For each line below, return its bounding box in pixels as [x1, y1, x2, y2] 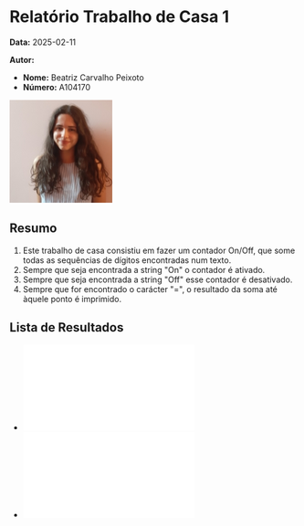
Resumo [9, 221, 58, 237]
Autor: [9, 54, 35, 65]
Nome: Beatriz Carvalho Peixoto [22, 71, 144, 83]
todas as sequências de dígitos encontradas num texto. [22, 254, 232, 266]
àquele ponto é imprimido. [22, 293, 121, 304]
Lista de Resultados [9, 320, 124, 335]
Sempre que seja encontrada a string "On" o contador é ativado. [22, 264, 266, 275]
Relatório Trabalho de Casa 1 [9, 6, 230, 27]
